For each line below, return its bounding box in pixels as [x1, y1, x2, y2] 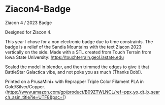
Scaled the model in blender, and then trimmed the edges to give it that [5, 64, 149, 70]
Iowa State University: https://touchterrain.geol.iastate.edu [5, 54, 124, 60]
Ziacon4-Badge [5, 3, 71, 15]
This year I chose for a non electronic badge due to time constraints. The [5, 38, 153, 45]
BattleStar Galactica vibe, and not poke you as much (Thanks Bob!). [5, 69, 143, 75]
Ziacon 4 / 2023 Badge [5, 20, 52, 26]
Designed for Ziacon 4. [5, 29, 52, 35]
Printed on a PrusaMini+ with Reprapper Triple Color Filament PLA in [5, 79, 144, 84]
